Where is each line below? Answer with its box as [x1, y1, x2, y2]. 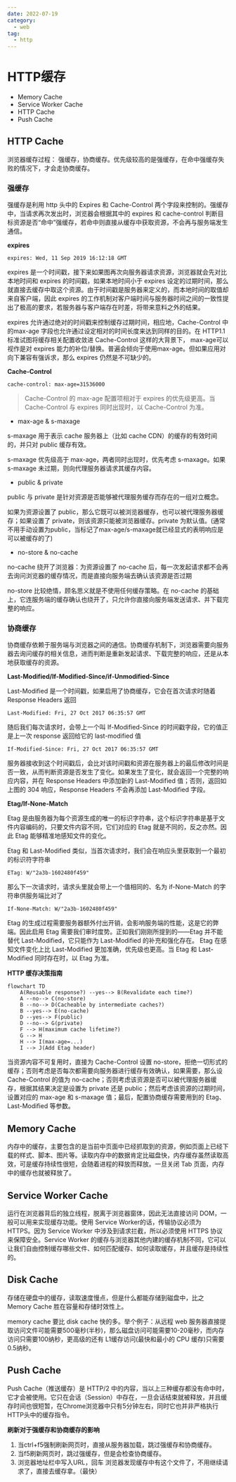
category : [7, 17, 37, 24]
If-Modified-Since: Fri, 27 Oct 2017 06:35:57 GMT [7, 746, 159, 753]
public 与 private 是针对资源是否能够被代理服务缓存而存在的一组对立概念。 [7, 493, 223, 501]
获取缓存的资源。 [13, 658, 63, 667]
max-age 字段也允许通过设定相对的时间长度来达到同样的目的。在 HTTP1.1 [13, 327, 226, 335]
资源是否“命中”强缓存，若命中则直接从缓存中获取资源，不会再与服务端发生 [13, 218, 228, 227]
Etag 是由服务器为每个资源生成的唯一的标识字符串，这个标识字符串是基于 [7, 814, 219, 822]
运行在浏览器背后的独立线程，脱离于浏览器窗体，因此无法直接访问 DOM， [7, 1209, 221, 1218]
